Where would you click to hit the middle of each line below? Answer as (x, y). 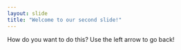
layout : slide (28, 13)
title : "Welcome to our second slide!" (65, 20)
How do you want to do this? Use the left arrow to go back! (91, 39)
